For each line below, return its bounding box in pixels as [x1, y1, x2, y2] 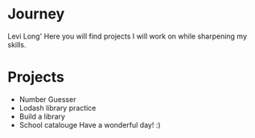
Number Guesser [19, 94, 76, 104]
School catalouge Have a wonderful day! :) [19, 120, 162, 129]
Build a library [19, 112, 66, 121]
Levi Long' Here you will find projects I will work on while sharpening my [7, 31, 247, 41]
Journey [7, 5, 65, 23]
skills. [7, 39, 27, 49]
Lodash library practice [19, 103, 97, 112]
